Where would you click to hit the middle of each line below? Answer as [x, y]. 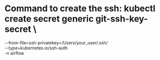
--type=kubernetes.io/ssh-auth [36, 48]
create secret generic [49, 19]
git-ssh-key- [122, 19]
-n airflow [14, 53]
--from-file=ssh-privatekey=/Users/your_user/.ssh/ [56, 42]
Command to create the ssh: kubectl [80, 9]
